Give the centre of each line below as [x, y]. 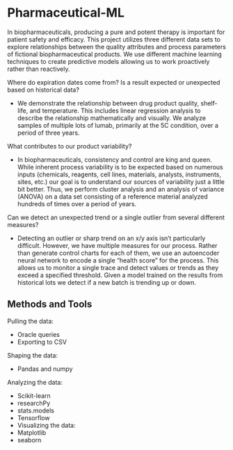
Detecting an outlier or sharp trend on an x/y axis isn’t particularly [111, 238]
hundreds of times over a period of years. [77, 203]
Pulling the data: [31, 321]
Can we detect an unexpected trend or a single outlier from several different [116, 217]
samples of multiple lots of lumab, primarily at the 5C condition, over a [118, 125]
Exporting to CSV [42, 342]
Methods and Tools [50, 305]
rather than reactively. [39, 69]
